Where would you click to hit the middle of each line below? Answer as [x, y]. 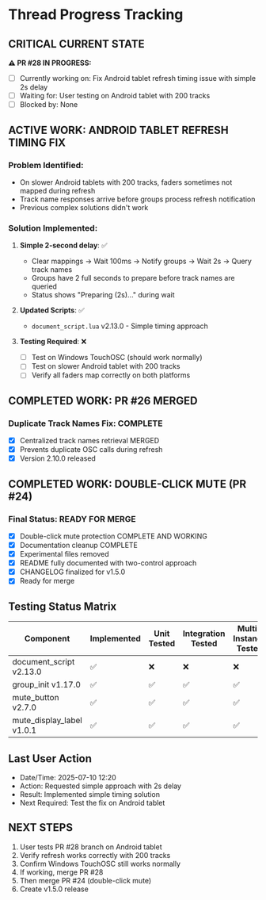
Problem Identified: [46, 165]
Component [47, 638]
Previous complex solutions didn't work [84, 207]
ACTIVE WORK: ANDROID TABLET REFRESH [119, 130]
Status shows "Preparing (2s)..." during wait [103, 295]
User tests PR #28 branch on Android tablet [91, 847]
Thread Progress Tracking [96, 15]
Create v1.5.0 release [54, 889]
